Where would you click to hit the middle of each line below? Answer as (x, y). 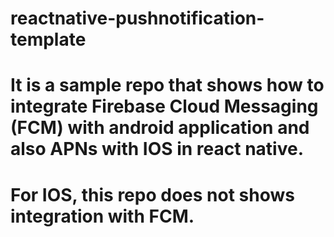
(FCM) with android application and (160, 128)
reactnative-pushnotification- (137, 18)
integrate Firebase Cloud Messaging (164, 106)
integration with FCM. (102, 216)
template (48, 39)
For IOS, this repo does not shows (152, 194)
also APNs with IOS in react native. (157, 149)
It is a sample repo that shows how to (167, 85)
